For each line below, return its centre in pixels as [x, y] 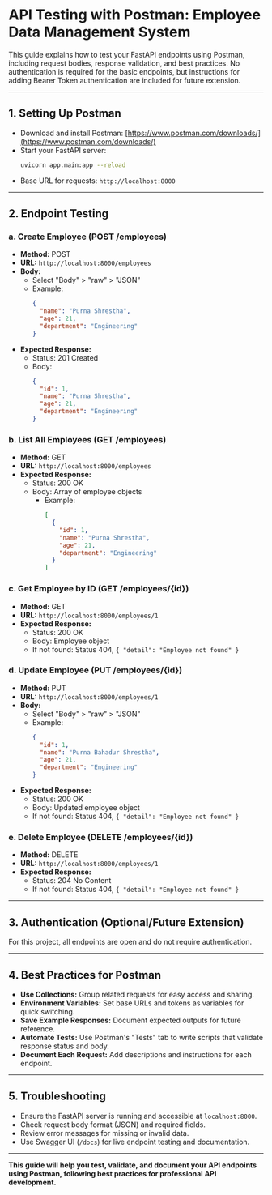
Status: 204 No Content [72, 881]
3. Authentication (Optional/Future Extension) [126, 922]
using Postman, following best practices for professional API [113, 1173]
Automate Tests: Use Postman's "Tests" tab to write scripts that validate [142, 1037]
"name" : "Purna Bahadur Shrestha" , [100, 752]
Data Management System [100, 32]
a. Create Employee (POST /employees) [88, 237]
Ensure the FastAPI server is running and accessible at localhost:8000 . [138, 1116]
